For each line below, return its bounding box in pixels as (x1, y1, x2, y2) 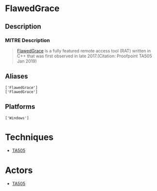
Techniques (5, 132, 54, 142)
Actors (5, 165, 33, 175)
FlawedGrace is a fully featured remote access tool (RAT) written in (16, 48, 151, 53)
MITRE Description (5, 37, 50, 44)
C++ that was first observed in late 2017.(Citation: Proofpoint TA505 (16, 53, 152, 59)
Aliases (5, 72, 28, 81)
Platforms (5, 103, 35, 111)
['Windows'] (5, 115, 29, 121)
